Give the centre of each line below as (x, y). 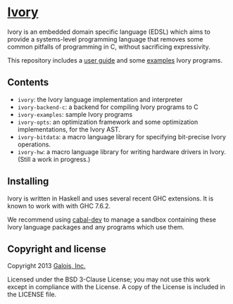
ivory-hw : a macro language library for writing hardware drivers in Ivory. (122, 151)
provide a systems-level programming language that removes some (105, 39)
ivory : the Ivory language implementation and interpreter (100, 99)
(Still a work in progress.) (54, 159)
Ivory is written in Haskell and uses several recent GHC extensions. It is (111, 198)
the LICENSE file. (32, 294)
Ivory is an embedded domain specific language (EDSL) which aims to (109, 32)
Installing (28, 181)
